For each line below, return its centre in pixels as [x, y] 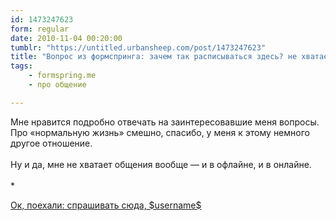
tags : [21, 66]
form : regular [40, 29]
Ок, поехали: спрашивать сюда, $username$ [106, 205]
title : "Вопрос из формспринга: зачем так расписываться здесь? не [154, 57]
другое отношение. [51, 143]
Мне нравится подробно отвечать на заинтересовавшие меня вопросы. [165, 122]
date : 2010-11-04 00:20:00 [66, 38]
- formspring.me [62, 76]
